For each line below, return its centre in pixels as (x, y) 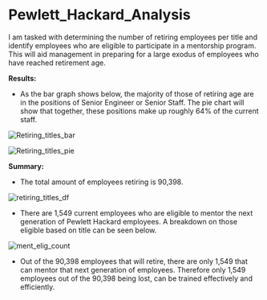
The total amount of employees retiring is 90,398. (101, 182)
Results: (22, 78)
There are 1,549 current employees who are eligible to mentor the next (136, 213)
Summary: (26, 166)
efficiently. (37, 286)
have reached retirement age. (57, 63)
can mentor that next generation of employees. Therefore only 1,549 (133, 269)
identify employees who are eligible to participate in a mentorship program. (132, 45)
